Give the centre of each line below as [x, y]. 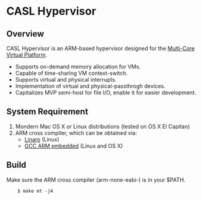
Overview [25, 34]
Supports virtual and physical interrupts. [66, 80]
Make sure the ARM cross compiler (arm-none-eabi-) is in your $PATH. [96, 180]
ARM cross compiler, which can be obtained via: [76, 133]
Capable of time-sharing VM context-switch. [71, 73]
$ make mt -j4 [35, 191]
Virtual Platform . [27, 55]
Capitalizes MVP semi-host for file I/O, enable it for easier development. [106, 92]
